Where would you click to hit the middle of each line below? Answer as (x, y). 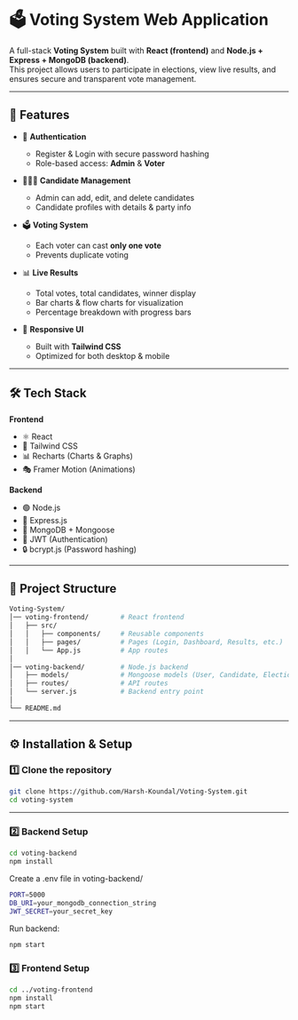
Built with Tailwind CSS (78, 347)
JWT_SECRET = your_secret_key (61, 911)
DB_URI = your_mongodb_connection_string (83, 904)
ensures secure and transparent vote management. (103, 78)
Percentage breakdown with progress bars (114, 312)
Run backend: (35, 928)
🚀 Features (39, 115)
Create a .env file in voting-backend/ (76, 879)
